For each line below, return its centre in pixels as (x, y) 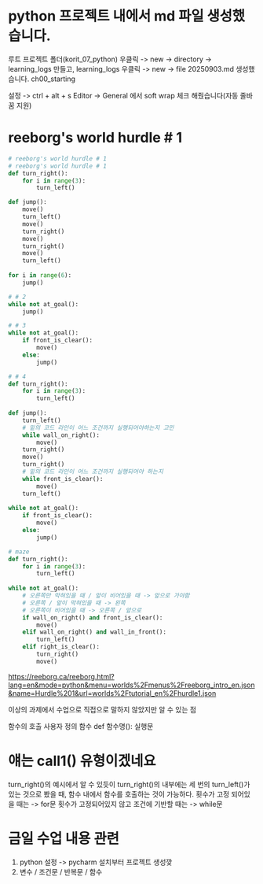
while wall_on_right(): (61, 435)
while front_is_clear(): (63, 479)
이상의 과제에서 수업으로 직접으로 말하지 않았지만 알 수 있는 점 (102, 709)
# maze (19, 552)
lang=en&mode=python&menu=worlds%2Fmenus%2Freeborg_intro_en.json (131, 685)
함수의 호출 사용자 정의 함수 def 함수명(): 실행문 (81, 726)
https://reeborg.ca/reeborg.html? (62, 676)
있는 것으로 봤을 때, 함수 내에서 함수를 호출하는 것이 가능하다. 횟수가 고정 (119, 794)
